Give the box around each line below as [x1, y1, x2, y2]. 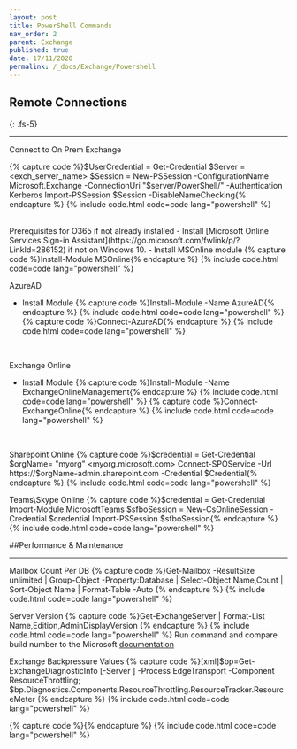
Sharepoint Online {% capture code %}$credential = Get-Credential [9, 449, 256, 459]
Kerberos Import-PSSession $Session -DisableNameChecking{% [9, 189, 247, 200]
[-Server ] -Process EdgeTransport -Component [100, 665, 276, 676]
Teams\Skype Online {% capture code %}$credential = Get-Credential [9, 494, 266, 505]
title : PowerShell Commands [9, 21, 113, 30]
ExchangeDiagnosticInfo [9, 665, 99, 676]
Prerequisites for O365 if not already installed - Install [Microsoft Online [9, 225, 270, 236]
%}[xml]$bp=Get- [189, 656, 255, 667]
